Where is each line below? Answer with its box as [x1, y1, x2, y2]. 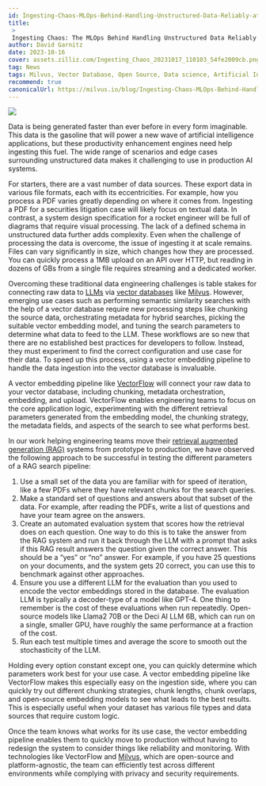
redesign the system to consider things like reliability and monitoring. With [8, 743, 250, 753]
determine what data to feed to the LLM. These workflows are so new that [8, 330, 250, 339]
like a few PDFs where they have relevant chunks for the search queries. [19, 485, 256, 495]
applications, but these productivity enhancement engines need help [8, 139, 233, 148]
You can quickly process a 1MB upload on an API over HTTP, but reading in [8, 255, 253, 265]
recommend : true [8, 78, 62, 86]
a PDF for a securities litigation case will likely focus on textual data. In [8, 205, 237, 214]
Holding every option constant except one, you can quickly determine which [8, 661, 257, 670]
